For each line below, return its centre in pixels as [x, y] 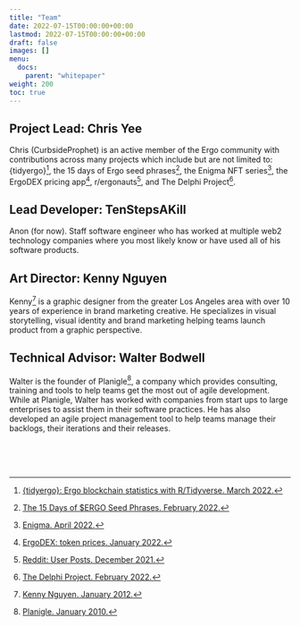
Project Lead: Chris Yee [76, 128]
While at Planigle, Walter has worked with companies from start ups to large [149, 400]
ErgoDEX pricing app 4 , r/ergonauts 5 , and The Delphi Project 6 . [123, 181]
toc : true [28, 92]
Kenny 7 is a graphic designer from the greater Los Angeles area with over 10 [150, 300]
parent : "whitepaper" [65, 76]
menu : [19, 59]
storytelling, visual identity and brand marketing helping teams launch [137, 320]
